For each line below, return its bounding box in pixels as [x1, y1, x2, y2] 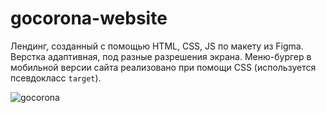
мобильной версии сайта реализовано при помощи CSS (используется [10, 61, 317, 73]
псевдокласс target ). [10, 72, 102, 84]
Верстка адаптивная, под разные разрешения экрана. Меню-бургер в [10, 50, 312, 62]
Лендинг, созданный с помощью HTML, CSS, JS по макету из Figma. [10, 40, 304, 52]
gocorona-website [10, 7, 168, 30]
